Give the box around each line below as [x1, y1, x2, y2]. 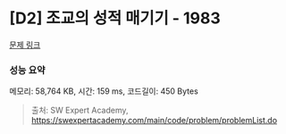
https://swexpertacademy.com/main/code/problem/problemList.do [30, 115, 278, 126]
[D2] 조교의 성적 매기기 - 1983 [9, 8, 221, 29]
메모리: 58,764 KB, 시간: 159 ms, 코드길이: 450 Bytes [9, 86, 198, 96]
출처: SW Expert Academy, [30, 105, 129, 116]
